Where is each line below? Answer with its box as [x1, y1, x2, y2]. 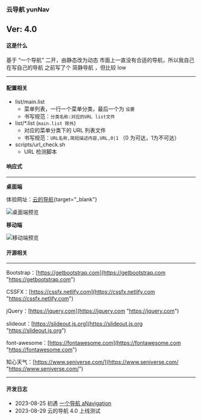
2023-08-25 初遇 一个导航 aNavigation [14, 400, 112, 407]
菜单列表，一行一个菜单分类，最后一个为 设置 [23, 105, 135, 112]
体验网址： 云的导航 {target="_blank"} [6, 195, 97, 202]
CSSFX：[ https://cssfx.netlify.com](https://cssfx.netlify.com [6, 288, 155, 296]
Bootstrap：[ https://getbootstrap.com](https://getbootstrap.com [6, 269, 166, 276]
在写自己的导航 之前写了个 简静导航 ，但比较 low [6, 64, 126, 71]
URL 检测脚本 [23, 148, 57, 155]
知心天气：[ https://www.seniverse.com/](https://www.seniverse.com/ [6, 359, 179, 366]
